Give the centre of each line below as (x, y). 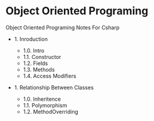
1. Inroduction (31, 39)
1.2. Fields (36, 63)
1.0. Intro (34, 50)
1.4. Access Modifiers (50, 76)
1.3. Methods (39, 69)
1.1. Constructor (42, 57)
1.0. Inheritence (42, 99)
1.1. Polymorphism (45, 105)
